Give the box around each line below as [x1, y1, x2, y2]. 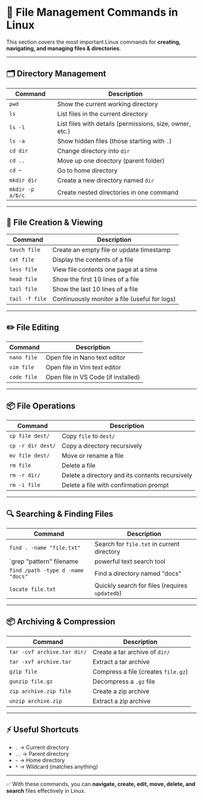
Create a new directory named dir [57, 176, 155, 184]
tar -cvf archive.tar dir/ [9, 648, 87, 655]
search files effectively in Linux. [6, 787, 86, 794]
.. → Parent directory [14, 750, 69, 757]
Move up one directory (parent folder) [57, 156, 165, 165]
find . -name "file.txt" [9, 544, 81, 551]
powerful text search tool [94, 557, 166, 566]
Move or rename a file [61, 451, 124, 460]
